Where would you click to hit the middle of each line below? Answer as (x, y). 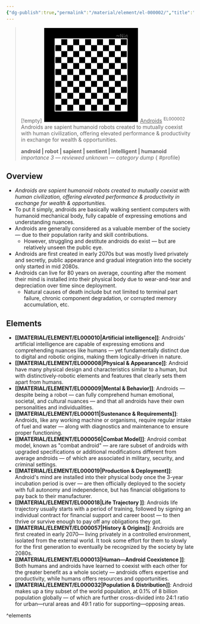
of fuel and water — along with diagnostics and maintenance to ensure (101, 427)
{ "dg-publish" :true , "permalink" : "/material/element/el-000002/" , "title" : (100, 13)
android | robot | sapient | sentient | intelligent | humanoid (93, 151)
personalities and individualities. (54, 407)
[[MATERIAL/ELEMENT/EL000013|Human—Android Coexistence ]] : (100, 560)
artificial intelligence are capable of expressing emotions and (90, 344)
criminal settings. (36, 465)
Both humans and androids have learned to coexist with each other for (101, 566)
